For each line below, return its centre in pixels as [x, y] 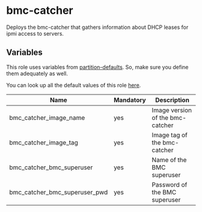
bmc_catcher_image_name [47, 117]
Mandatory [130, 100]
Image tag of [170, 135]
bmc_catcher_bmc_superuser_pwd [59, 192]
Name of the [169, 160]
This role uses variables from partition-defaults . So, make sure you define [97, 67]
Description [172, 100]
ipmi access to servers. [35, 33]
